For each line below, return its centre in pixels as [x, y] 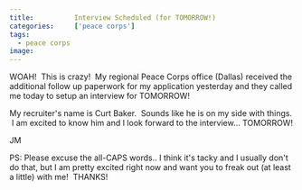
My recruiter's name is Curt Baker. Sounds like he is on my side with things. [151, 113]
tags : [19, 34]
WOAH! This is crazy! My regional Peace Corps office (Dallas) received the [151, 77]
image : [22, 51]
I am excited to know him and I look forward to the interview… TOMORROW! [152, 123]
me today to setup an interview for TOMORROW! [99, 96]
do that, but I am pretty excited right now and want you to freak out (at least [150, 167]
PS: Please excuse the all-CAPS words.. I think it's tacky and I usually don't [149, 158]
